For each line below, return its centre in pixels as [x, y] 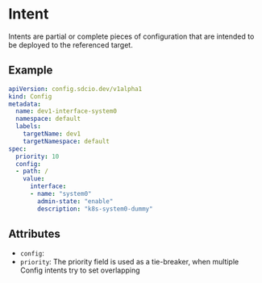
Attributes [34, 234]
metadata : [25, 104]
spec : [17, 149]
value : [34, 179]
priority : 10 [37, 156]
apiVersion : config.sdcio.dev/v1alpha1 [75, 89]
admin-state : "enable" [75, 201]
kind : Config [30, 96]
